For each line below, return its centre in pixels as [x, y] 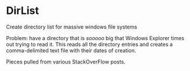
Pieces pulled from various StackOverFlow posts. [66, 62]
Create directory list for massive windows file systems [71, 27]
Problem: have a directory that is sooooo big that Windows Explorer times [95, 38]
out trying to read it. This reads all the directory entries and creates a [89, 44]
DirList [23, 11]
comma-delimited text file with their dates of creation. [71, 50]
